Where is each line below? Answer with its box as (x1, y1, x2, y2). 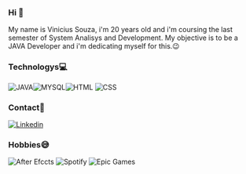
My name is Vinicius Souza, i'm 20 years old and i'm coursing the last (8, 25, 233, 34)
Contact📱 (8, 102, 46, 113)
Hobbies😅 (8, 139, 50, 150)
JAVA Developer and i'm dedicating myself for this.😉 (8, 42, 180, 51)
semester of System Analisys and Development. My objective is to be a (8, 33, 238, 42)
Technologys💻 (8, 62, 68, 73)
